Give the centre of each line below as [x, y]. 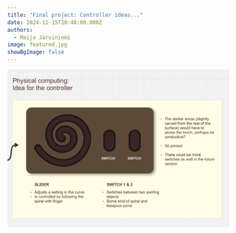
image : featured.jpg [38, 45]
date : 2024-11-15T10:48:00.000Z [55, 22]
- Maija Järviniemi [42, 37]
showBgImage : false [36, 52]
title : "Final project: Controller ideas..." [75, 15]
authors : [20, 30]
